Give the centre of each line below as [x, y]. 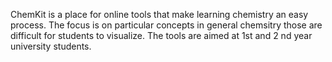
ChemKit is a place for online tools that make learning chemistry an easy [159, 14]
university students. [51, 46]
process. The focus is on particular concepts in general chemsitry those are [166, 25]
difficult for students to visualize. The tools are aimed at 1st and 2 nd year [161, 35]
